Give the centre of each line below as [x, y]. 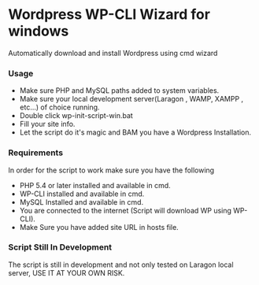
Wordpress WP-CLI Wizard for [109, 15]
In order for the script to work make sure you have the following [111, 170]
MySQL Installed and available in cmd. [81, 202]
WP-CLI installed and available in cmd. [82, 194]
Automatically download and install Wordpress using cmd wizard [113, 53]
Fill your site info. [47, 124]
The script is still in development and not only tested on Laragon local [121, 265]
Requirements [36, 153]
